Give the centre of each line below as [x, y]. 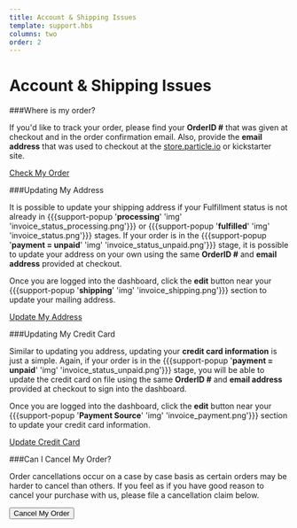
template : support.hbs [51, 26]
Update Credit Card [45, 442]
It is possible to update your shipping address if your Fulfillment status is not [148, 207]
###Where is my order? [52, 111]
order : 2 [25, 42]
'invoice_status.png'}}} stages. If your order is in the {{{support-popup [138, 236]
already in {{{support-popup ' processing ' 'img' [96, 217]
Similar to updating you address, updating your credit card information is [143, 352]
